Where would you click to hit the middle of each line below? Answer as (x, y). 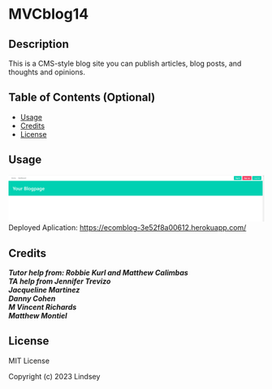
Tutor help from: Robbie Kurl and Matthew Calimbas (98, 272)
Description (39, 44)
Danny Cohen (32, 298)
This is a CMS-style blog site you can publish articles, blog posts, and (125, 63)
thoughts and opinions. (47, 72)
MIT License (29, 361)
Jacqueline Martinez (44, 289)
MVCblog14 (49, 14)
